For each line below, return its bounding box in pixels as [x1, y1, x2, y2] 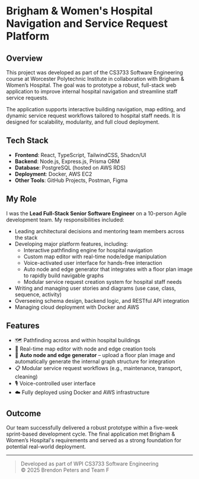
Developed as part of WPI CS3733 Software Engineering [20, 460, 159, 468]
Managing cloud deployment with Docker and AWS [14, 303, 139, 311]
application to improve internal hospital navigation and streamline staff [6, 88, 178, 95]
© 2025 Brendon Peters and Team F [20, 467, 110, 474]
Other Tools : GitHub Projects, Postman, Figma [14, 177, 129, 184]
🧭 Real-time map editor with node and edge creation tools [14, 345, 156, 352]
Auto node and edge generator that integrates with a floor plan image [23, 265, 193, 273]
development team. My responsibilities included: [6, 216, 124, 223]
